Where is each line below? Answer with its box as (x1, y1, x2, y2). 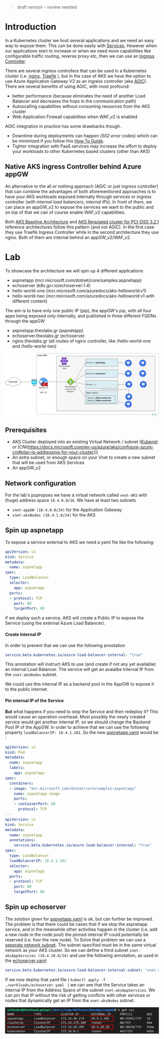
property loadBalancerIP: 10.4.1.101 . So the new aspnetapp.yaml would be (5, 729, 159, 735)
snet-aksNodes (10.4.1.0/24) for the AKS (12, 512, 96, 518)
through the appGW (5, 318, 45, 324)
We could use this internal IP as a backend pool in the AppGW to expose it (5, 681, 154, 687)
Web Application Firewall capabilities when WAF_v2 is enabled (12, 114, 138, 120)
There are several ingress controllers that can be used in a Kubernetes (5, 68, 147, 74)
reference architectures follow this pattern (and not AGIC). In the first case (5, 224, 155, 230)
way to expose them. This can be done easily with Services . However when (5, 43, 157, 49)
